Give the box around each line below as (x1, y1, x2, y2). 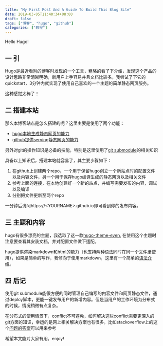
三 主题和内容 (5, 218, 45, 227)
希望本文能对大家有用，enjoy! (5, 336, 64, 342)
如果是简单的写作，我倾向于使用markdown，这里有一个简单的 (15, 255, 140, 260)
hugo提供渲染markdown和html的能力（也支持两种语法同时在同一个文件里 (5, 249, 152, 255)
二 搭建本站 (5, 106, 39, 115)
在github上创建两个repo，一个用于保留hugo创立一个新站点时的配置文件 (12, 168, 156, 173)
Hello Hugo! (5, 39, 29, 44)
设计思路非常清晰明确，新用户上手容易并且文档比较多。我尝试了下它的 (5, 74, 146, 80)
